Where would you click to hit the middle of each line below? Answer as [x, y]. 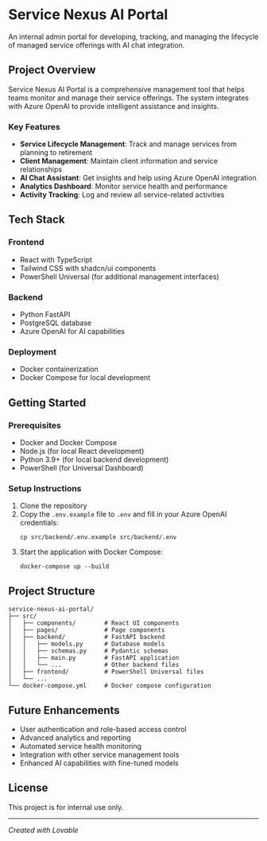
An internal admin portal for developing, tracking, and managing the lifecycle [133, 37]
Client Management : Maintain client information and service [119, 161]
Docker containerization [59, 369]
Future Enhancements [64, 710]
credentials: [39, 523]
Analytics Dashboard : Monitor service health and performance [124, 186]
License [28, 788]
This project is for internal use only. [66, 807]
